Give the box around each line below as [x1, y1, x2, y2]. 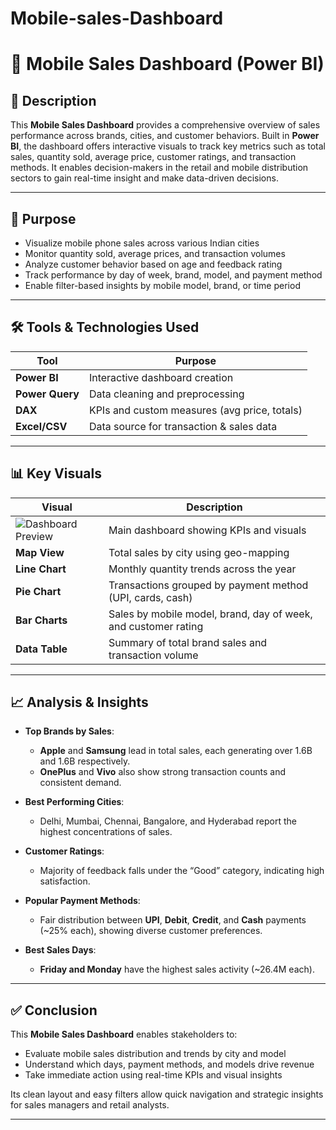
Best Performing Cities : [24, 796, 125, 808]
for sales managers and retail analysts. [10, 1099, 170, 1111]
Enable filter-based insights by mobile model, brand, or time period [24, 280, 301, 291]
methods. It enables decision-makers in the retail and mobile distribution [10, 162, 309, 174]
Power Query [15, 387, 80, 401]
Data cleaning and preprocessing [88, 387, 245, 401]
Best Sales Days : [24, 944, 97, 956]
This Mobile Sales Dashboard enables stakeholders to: [10, 1028, 238, 1041]
